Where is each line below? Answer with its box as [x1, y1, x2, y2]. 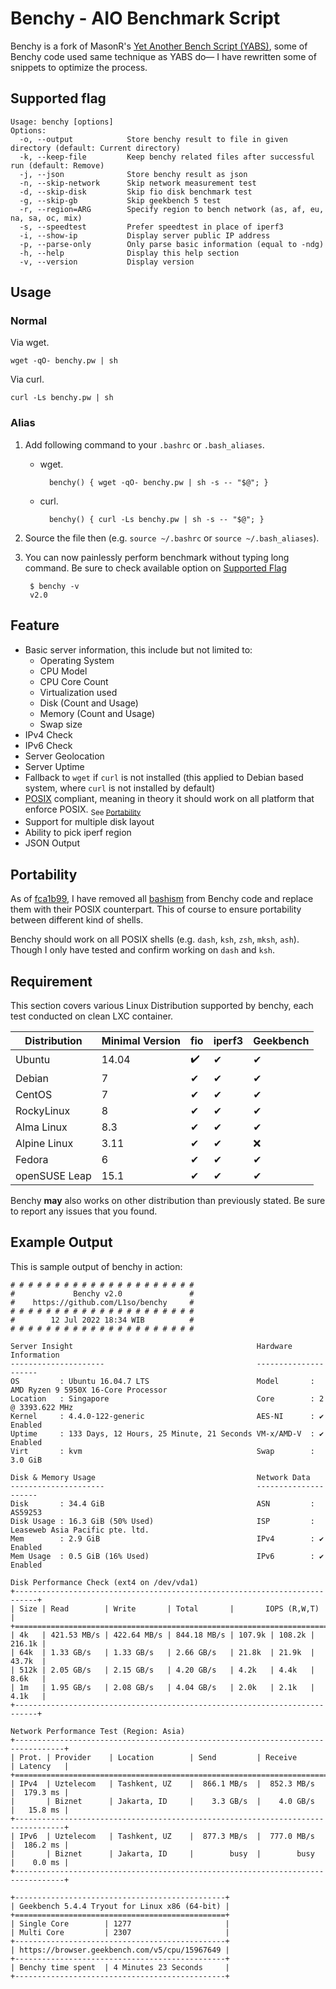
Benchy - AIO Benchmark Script [10, 7, 281, 30]
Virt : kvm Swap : [10, 1446, 315, 1456]
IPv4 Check [24, 728, 73, 741]
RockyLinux [15, 1103, 71, 1117]
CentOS [15, 1087, 53, 1101]
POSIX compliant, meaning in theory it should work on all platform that [24, 792, 315, 804]
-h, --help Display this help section [19, 248, 240, 258]
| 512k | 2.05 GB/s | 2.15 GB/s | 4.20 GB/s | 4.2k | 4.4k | [10, 1665, 315, 1675]
